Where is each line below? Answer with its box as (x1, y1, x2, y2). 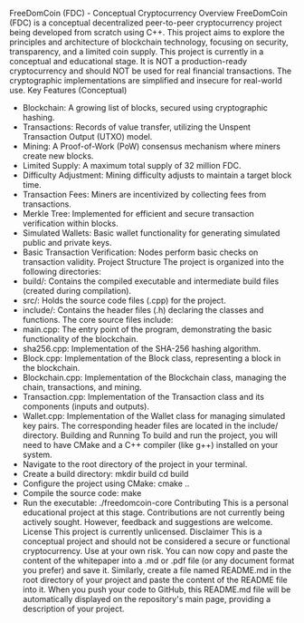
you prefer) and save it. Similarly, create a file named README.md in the (22, 565, 292, 575)
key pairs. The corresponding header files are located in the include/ (22, 421, 279, 431)
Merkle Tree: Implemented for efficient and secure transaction (22, 209, 255, 219)
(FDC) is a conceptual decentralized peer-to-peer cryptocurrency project (9, 17, 282, 28)
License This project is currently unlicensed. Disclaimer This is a (22, 526, 262, 537)
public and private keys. (22, 238, 112, 248)
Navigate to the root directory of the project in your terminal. (22, 459, 248, 470)
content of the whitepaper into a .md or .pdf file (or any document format (22, 555, 295, 566)
